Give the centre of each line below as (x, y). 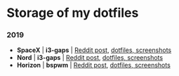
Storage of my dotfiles (73, 13)
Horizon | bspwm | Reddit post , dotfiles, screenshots (94, 65)
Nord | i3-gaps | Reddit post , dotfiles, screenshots (89, 58)
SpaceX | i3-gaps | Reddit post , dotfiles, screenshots (94, 50)
